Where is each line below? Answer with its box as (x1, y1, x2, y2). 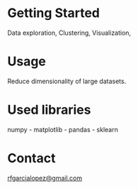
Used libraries (7, 102, 91, 118)
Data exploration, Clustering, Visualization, (7, 28, 132, 37)
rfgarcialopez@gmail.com (7, 173, 83, 182)
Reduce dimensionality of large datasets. (7, 77, 127, 85)
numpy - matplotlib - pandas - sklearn (7, 125, 118, 134)
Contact (7, 151, 56, 166)
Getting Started (7, 5, 100, 21)
